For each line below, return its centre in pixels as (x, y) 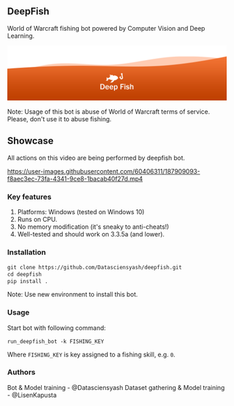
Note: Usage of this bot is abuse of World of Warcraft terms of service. (109, 112)
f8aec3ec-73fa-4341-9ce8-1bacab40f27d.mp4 (75, 179)
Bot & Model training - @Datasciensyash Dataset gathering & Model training (116, 387)
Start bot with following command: (57, 328)
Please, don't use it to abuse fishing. (60, 119)
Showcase (31, 141)
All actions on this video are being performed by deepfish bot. (96, 158)
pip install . (28, 282)
